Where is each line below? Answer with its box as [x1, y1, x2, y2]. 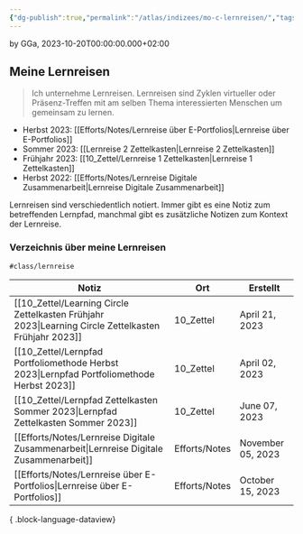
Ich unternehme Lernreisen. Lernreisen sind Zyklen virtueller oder [31, 87, 276, 99]
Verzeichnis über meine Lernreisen [9, 241, 167, 253]
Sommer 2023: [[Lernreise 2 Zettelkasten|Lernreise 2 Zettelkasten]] [22, 143, 275, 154]
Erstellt [248, 281, 280, 294]
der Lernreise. [9, 218, 61, 230]
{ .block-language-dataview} [9, 513, 116, 524]
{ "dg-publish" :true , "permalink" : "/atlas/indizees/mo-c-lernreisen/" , [9, 13, 277, 23]
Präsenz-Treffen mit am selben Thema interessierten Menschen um [31, 97, 282, 108]
